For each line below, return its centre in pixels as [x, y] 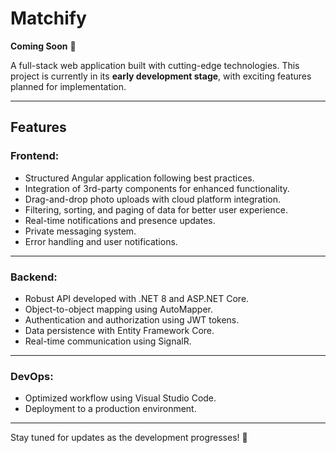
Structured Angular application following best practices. [139, 178]
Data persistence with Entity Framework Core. [119, 330]
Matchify [48, 18]
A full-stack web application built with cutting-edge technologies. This [155, 65]
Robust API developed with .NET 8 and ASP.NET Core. [137, 298]
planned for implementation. [68, 86]
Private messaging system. [80, 231]
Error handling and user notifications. [101, 241]
